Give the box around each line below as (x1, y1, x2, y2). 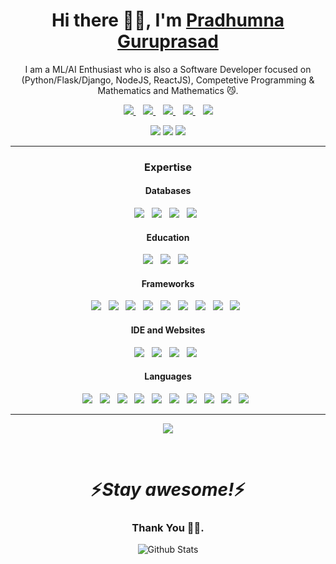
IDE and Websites (130, 324, 206, 336)
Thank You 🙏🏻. (131, 520, 205, 534)
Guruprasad (117, 30, 219, 53)
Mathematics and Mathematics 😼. (97, 84, 239, 96)
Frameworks (141, 277, 195, 289)
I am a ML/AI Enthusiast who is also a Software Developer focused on (24, 63, 312, 75)
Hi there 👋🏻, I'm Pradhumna (51, 9, 285, 32)
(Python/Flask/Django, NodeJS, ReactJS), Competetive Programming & (21, 74, 315, 86)
